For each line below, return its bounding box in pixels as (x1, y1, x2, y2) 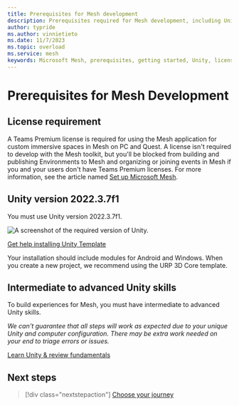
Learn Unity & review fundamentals (7, 350, 111, 360)
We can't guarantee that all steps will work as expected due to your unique (7, 322, 228, 330)
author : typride (7, 24, 55, 31)
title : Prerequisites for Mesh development (7, 10, 139, 18)
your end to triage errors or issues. (7, 337, 110, 345)
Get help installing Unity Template (7, 239, 107, 248)
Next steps (7, 371, 57, 383)
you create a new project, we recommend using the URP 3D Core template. (7, 261, 228, 269)
